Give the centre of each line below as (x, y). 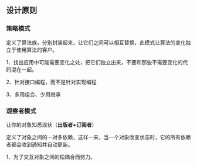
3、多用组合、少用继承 (33, 94)
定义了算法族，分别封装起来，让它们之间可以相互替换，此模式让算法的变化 (96, 42)
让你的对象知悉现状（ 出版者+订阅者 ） (52, 124)
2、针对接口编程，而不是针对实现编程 (51, 82)
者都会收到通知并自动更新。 (40, 144)
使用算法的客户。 (37, 50)
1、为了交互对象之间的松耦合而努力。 (51, 157)
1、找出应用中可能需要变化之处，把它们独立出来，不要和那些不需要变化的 (94, 62)
